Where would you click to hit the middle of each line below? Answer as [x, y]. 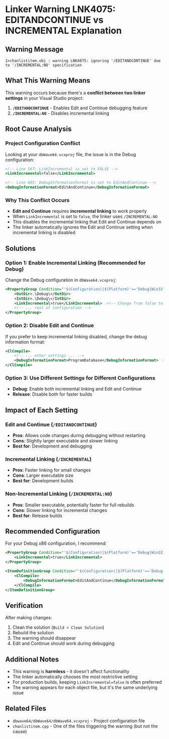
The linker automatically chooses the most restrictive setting [75, 677]
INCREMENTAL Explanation [64, 31]
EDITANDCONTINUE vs [54, 20]
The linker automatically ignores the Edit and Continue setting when [82, 227]
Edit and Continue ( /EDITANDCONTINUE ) [51, 424]
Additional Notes [32, 659]
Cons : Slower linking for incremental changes [60, 510]
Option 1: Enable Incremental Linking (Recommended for [75, 263]
